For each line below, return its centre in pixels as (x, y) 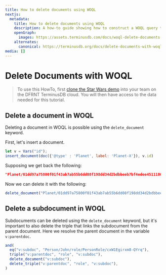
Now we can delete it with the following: (46, 184)
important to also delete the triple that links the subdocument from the (77, 225)
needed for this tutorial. (41, 100)
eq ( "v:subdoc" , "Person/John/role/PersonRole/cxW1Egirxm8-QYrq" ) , (79, 250)
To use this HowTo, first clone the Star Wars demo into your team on (87, 89)
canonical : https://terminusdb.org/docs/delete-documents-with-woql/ (91, 47)
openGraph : (25, 33)
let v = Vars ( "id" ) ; (26, 152)
